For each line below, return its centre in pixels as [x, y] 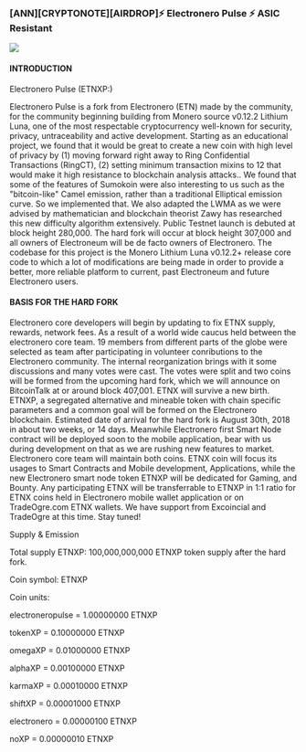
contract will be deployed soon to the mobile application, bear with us [141, 439]
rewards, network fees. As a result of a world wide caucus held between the [153, 332]
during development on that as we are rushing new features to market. [142, 449]
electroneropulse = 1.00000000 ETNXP [84, 615]
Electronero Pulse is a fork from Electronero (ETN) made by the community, [152, 106]
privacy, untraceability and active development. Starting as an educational [149, 135]
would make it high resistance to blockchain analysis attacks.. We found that [153, 175]
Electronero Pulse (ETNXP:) [61, 89]
